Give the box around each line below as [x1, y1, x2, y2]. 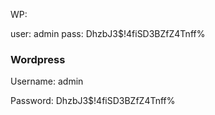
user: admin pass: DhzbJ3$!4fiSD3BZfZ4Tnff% [10, 28, 206, 39]
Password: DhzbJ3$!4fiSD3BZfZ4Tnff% [10, 95, 176, 107]
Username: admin [10, 75, 84, 88]
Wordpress [10, 52, 66, 66]
